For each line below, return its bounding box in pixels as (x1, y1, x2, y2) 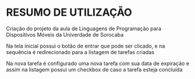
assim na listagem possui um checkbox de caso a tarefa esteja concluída (6, 66, 183, 73)
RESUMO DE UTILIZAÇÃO (6, 6, 132, 19)
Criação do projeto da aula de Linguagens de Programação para (6, 25, 162, 32)
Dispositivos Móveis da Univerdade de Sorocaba (6, 31, 124, 38)
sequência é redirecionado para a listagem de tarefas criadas (6, 48, 154, 55)
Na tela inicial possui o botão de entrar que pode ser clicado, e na (6, 42, 166, 49)
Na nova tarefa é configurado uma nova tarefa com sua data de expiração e (6, 60, 190, 67)
